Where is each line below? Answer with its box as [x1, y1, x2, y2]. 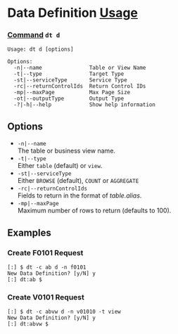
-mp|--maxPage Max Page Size [13, 89, 131, 96]
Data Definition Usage [7, 5, 139, 21]
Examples [7, 226, 51, 238]
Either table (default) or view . [17, 162, 103, 170]
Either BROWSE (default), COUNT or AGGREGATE [17, 176, 139, 185]
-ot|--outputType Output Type [13, 95, 125, 103]
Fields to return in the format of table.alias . [17, 191, 142, 200]
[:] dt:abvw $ [7, 321, 49, 328]
